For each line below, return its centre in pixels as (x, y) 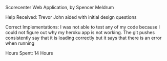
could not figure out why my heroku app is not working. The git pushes (80, 32)
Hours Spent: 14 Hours (29, 53)
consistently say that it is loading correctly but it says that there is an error (83, 38)
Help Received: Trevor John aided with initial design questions (71, 17)
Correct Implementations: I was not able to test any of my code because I (83, 27)
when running (20, 43)
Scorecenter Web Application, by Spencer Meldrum (60, 7)
